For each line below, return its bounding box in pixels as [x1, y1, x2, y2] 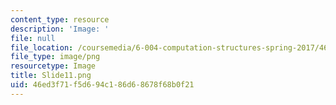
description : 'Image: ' [10, 24, 110, 34]
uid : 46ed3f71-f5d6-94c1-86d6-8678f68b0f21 [10, 80, 195, 90]
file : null [10, 33, 56, 43]
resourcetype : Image [10, 61, 97, 71]
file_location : [10, 42, 74, 53]
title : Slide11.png [10, 71, 92, 81]
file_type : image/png [10, 52, 101, 62]
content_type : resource [10, 14, 110, 25]
